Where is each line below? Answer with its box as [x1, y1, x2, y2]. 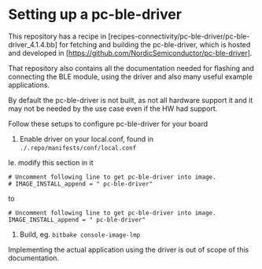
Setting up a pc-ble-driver [8, 6, 183, 24]
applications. [8, 80, 50, 90]
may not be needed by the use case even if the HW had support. [8, 104, 218, 113]
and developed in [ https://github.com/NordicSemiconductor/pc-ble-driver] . [8, 48, 253, 57]
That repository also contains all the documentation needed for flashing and [8, 63, 254, 72]
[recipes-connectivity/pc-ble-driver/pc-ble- [108, 31, 250, 41]
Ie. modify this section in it [8, 157, 94, 167]
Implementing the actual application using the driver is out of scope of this [8, 245, 249, 254]
